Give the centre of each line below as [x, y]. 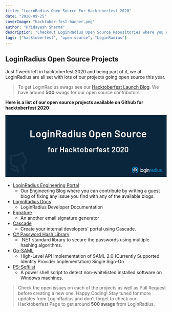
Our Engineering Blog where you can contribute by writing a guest [90, 191]
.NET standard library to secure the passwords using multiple [85, 240]
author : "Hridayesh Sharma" [35, 27]
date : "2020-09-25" [26, 16]
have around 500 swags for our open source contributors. [79, 92]
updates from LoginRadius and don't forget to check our [77, 299]
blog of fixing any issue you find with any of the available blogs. [88, 196]
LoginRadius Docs [32, 202]
